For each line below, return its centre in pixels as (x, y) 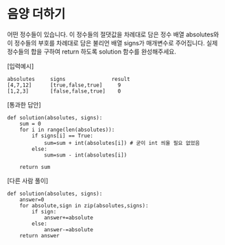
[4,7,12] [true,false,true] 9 (64, 85)
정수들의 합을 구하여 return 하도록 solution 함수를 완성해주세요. (92, 51)
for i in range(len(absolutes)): (67, 130)
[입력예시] (21, 66)
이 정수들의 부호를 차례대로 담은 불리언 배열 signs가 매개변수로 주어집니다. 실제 (113, 43)
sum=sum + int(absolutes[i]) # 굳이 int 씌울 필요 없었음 (122, 143)
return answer (39, 235)
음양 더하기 (36, 14)
